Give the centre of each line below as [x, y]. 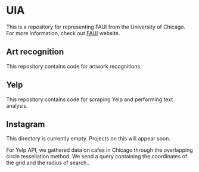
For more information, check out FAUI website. [63, 33]
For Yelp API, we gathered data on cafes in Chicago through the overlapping [100, 150]
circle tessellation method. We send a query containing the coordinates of [97, 157]
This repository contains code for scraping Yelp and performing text [90, 99]
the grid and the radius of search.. [48, 163]
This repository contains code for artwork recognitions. [74, 66]
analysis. [17, 105]
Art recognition [35, 52]
